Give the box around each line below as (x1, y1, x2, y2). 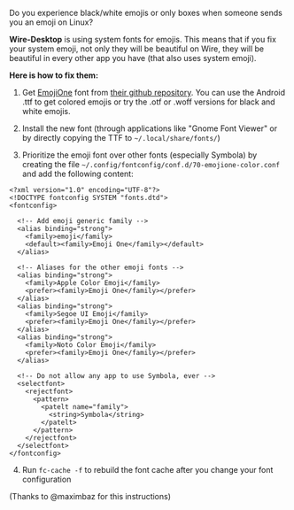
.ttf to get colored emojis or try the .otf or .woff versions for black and (21, 97, 276, 107)
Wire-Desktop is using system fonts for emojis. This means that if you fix (9, 35, 277, 44)
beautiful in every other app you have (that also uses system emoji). (9, 53, 257, 63)
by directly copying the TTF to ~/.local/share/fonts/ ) (21, 133, 221, 143)
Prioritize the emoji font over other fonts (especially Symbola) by (21, 150, 258, 160)
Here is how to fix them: (9, 70, 99, 81)
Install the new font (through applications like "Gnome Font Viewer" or (21, 123, 278, 134)
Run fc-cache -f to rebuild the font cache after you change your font (21, 465, 274, 475)
